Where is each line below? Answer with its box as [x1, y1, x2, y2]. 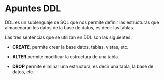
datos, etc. [12, 68, 35, 75]
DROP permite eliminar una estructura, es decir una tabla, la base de [12, 63, 154, 69]
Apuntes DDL [5, 3, 61, 14]
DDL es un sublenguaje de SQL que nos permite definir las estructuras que [5, 19, 159, 25]
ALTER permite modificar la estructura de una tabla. [12, 53, 119, 60]
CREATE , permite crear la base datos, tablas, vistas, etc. [12, 44, 129, 50]
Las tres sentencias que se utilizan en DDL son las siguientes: [5, 34, 132, 40]
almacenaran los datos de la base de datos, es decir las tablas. [5, 24, 135, 30]
